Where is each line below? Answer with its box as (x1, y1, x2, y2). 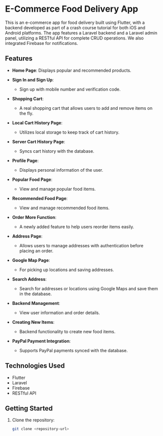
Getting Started (5, 404, 53, 413)
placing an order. (19, 248, 54, 254)
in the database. (19, 291, 52, 297)
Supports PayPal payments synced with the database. (19, 347, 128, 353)
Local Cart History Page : (12, 119, 63, 125)
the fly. (19, 110, 34, 116)
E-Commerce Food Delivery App (5, 3, 139, 15)
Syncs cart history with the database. (19, 148, 94, 154)
